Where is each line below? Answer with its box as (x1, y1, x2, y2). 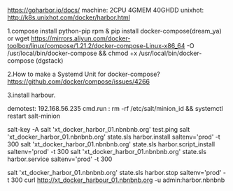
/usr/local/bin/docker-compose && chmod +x (7, 49, 138, 57)
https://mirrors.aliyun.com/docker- (31, 34, 131, 43)
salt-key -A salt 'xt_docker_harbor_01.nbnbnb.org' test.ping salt (7, 125, 190, 133)
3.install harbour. (7, 91, 56, 99)
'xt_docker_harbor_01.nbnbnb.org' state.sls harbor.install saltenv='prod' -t (7, 132, 220, 141)
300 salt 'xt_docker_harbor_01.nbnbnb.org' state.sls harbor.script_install (7, 140, 216, 148)
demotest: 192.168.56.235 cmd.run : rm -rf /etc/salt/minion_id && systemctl (7, 105, 223, 112)
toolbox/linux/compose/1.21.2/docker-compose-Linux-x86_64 (7, 42, 185, 49)
